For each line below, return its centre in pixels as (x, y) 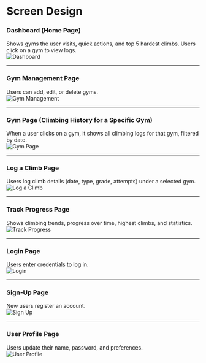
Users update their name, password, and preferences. (74, 347)
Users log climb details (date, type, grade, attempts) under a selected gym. (101, 181)
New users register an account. (46, 306)
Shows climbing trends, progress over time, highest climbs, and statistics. (99, 223)
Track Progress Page (38, 210)
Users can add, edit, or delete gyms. (52, 92)
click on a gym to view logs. (41, 50)
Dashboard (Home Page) (44, 31)
